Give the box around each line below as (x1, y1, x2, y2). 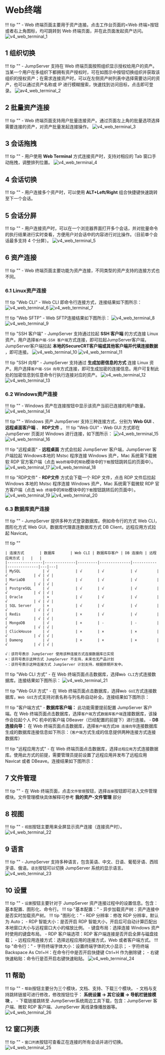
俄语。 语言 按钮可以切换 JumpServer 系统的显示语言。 (18, 865, 126, 871)
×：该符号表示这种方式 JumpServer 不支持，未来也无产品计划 (5, 656, 114, 662)
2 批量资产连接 (5, 103, 50, 112)
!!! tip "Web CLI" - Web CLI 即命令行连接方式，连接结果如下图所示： (5, 299, 142, 306)
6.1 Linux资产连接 (5, 287, 47, 294)
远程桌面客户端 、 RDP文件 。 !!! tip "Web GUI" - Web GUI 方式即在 (5, 425, 140, 431)
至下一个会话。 (5, 196, 35, 202)
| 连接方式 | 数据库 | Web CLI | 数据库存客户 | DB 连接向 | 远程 (5, 550, 157, 555)
